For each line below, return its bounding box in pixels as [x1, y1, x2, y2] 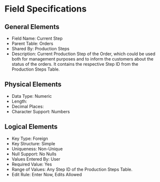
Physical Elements [4, 80, 62, 89]
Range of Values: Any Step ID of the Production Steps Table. [11, 166, 133, 172]
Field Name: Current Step [11, 35, 63, 41]
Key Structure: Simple [11, 140, 55, 146]
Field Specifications [4, 3, 87, 15]
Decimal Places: [11, 103, 44, 109]
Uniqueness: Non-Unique [11, 146, 63, 152]
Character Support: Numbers [11, 108, 70, 114]
